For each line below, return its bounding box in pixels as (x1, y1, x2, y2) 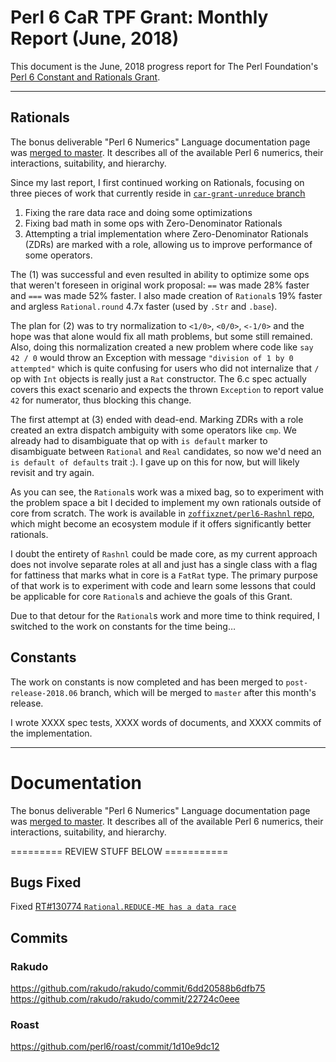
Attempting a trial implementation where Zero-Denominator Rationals (24, 227, 309, 240)
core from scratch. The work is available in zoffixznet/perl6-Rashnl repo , (10, 507, 315, 519)
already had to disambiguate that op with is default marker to (10, 434, 268, 446)
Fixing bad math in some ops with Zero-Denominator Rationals (24, 217, 283, 229)
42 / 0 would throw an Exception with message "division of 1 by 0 (10, 351, 294, 363)
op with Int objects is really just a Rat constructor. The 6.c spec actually (10, 372, 307, 385)
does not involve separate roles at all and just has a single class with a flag (10, 558, 318, 570)
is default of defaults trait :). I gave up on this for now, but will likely (10, 456, 300, 468)
